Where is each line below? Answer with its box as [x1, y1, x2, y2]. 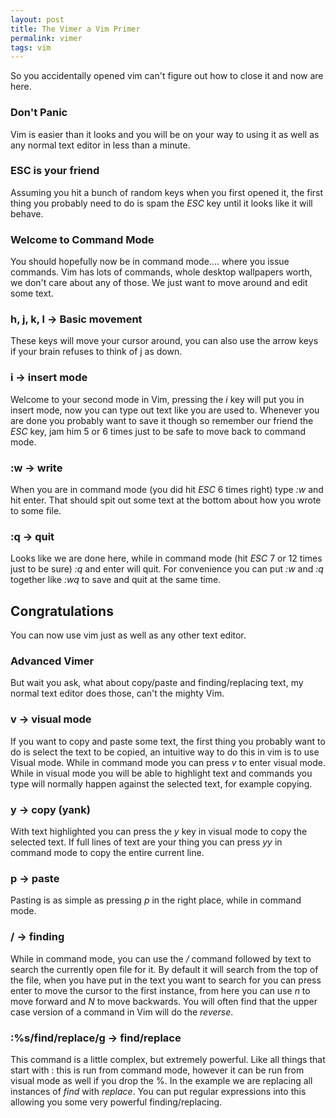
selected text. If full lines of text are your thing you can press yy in [10, 836, 283, 848]
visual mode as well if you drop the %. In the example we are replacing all [10, 1074, 313, 1086]
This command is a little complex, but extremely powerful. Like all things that [10, 1053, 326, 1065]
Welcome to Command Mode [10, 232, 155, 246]
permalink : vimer [10, 33, 83, 43]
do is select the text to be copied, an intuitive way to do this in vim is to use [10, 746, 320, 758]
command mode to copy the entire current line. [10, 847, 205, 859]
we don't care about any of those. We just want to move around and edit [10, 277, 308, 289]
